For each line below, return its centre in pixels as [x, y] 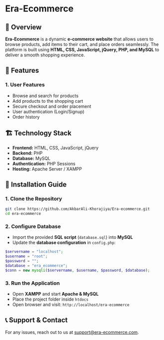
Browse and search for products [45, 96]
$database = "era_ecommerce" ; [37, 265]
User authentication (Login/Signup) [48, 111]
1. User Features [25, 85]
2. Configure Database [33, 226]
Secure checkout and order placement [52, 106]
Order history [26, 117]
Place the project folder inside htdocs [50, 299]
